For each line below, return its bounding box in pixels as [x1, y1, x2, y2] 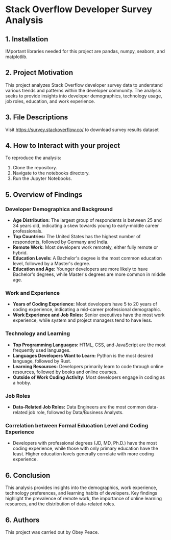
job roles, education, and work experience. [5, 98, 95, 104]
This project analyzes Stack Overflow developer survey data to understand [5, 82, 163, 88]
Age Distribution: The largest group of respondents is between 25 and [12, 217, 162, 223]
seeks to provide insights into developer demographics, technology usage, [5, 93, 162, 99]
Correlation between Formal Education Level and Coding [5, 422, 149, 429]
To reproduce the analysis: [5, 155, 61, 161]
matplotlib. [5, 54, 28, 60]
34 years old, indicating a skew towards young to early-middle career [12, 223, 159, 229]
